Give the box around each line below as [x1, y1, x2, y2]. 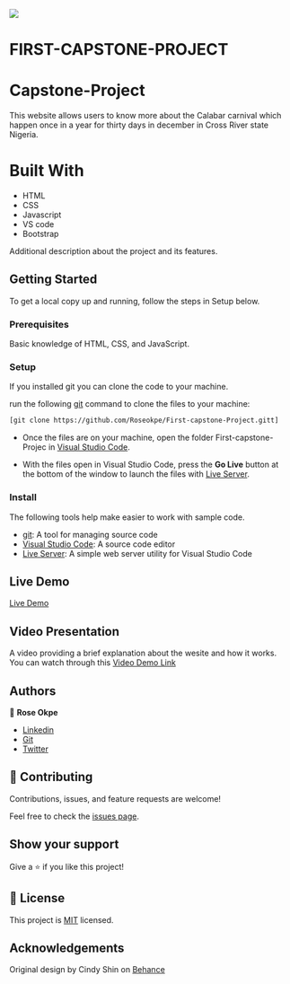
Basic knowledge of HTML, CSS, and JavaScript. [9, 338, 190, 349]
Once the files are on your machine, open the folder [22, 432, 214, 444]
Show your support [9, 837, 119, 852]
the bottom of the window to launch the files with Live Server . [22, 469, 250, 479]
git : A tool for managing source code [22, 529, 159, 540]
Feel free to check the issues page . [9, 811, 139, 821]
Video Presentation [9, 624, 119, 639]
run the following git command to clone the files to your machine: [9, 399, 250, 409]
